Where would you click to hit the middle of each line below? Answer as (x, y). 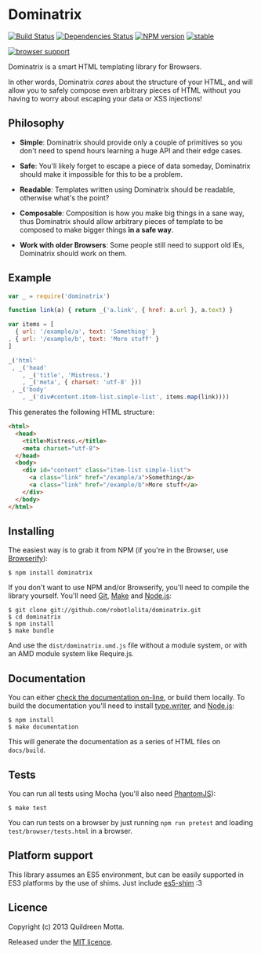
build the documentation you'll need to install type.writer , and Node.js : (121, 706)
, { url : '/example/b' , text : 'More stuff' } (83, 339)
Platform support (51, 855)
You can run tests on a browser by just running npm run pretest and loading (130, 822)
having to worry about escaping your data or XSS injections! (105, 98)
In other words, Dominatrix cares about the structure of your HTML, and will (130, 82)
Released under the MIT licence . (60, 941)
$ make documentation (43, 727)
